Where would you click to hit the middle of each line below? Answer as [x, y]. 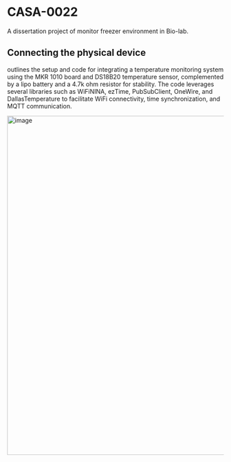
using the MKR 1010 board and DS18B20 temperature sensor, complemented [115, 77]
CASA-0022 [43, 12]
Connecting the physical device [77, 53]
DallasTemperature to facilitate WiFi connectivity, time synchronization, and [114, 99]
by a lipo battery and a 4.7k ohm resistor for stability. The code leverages [111, 84]
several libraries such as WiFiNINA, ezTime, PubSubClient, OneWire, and [110, 91]
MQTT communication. [40, 106]
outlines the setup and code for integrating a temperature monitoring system [115, 69]
